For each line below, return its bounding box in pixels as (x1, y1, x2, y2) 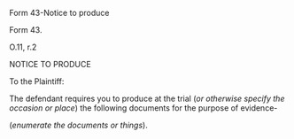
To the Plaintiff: (9, 76, 65, 87)
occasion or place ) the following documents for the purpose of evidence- (9, 103, 278, 113)
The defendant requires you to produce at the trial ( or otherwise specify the (9, 93, 285, 104)
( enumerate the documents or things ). (9, 120, 148, 130)
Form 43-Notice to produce (9, 8, 110, 18)
